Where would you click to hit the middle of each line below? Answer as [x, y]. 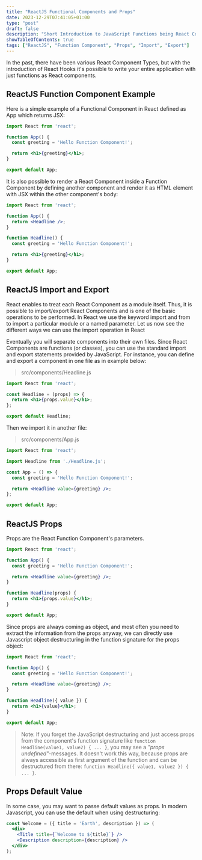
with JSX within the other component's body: [62, 194]
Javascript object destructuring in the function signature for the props [93, 639]
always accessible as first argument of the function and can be [99, 759]
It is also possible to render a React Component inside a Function [87, 181]
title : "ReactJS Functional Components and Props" [71, 12]
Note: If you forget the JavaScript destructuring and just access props [108, 734]
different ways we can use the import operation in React [76, 330]
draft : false [23, 29]
